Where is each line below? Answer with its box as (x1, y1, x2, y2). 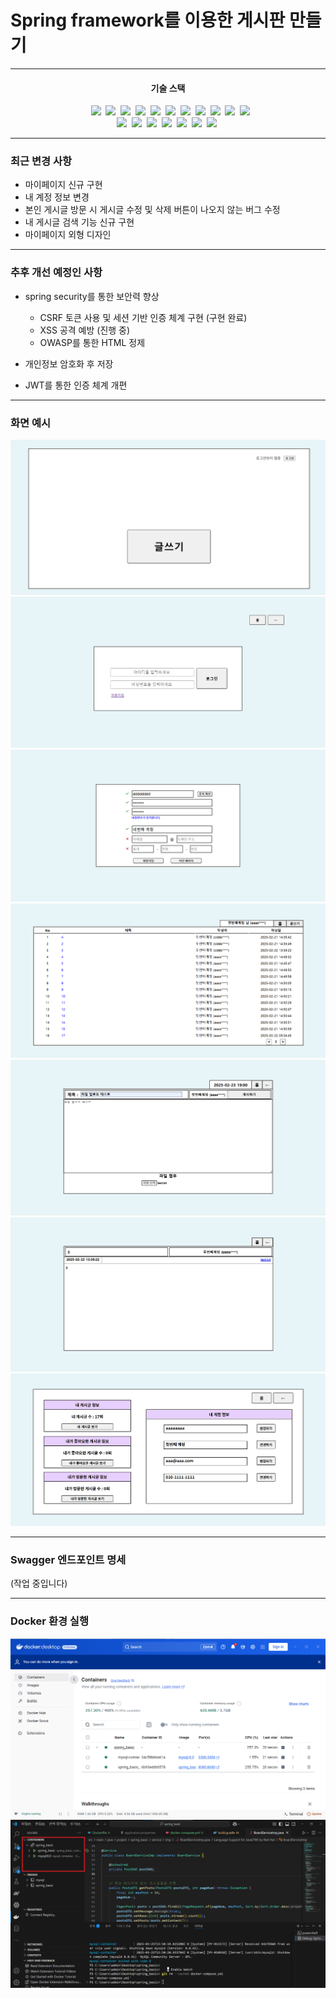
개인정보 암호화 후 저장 (24, 357, 114, 370)
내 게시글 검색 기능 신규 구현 (24, 216, 135, 228)
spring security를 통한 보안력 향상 (24, 290, 160, 302)
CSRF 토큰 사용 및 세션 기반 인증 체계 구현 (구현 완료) (39, 311, 248, 323)
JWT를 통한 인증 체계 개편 (24, 379, 128, 391)
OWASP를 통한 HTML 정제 (39, 336, 146, 348)
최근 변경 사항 (10, 154, 73, 168)
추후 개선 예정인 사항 (10, 266, 103, 280)
